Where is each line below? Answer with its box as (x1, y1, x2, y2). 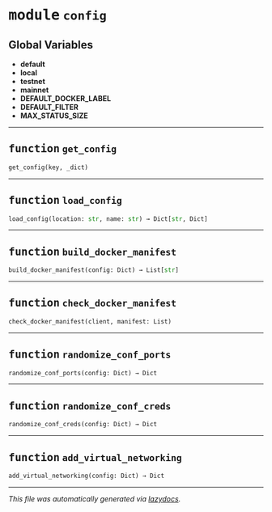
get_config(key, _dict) (8, 163, 89, 171)
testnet (19, 77, 46, 86)
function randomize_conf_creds (8, 399, 172, 413)
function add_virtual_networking (8, 451, 182, 464)
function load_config (8, 194, 123, 207)
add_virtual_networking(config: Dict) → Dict (8, 472, 164, 480)
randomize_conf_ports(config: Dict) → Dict (8, 369, 158, 377)
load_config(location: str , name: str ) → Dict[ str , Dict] (8, 214, 208, 223)
